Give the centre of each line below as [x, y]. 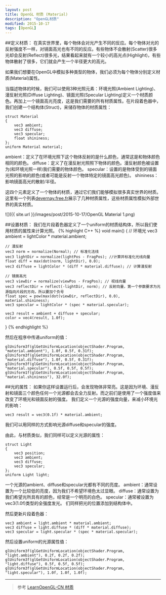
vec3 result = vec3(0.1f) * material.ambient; [54, 415]
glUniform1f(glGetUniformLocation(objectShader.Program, [65, 373]
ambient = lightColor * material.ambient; [46, 236]
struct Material [22, 117]
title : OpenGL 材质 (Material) [37, 14]
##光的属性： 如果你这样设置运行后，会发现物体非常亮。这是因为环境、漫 [80, 387]
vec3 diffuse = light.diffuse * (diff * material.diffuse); [68, 528]
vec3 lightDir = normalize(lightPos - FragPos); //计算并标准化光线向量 [78, 257]
